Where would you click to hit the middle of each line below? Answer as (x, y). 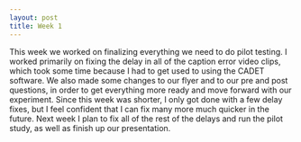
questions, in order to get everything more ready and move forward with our (150, 90)
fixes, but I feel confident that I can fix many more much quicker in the (140, 109)
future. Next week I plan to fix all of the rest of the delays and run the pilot (146, 119)
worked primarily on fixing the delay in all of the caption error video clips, (145, 61)
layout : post (34, 18)
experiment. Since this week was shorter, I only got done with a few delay (146, 99)
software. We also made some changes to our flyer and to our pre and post (149, 80)
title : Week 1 (36, 26)
